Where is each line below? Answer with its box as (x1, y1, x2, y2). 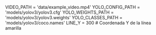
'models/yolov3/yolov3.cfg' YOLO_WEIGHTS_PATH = (5, 9, 114, 15)
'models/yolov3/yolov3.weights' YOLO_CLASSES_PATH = (5, 15, 123, 20)
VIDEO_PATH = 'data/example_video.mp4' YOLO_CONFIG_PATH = (5, 4, 141, 10)
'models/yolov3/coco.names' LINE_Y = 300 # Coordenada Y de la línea (5, 20, 151, 26)
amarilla (5, 25, 21, 31)
